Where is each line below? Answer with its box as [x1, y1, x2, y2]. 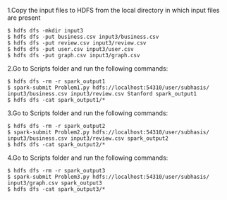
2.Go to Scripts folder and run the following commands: [7, 64, 168, 73]
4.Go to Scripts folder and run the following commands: [7, 153, 168, 162]
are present [7, 13, 41, 22]
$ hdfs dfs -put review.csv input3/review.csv [7, 40, 147, 47]
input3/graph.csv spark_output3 [7, 180, 102, 187]
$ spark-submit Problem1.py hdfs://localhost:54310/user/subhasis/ [7, 84, 210, 91]
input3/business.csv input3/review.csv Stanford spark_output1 [7, 90, 197, 98]
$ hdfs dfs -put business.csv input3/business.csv [7, 33, 159, 40]
